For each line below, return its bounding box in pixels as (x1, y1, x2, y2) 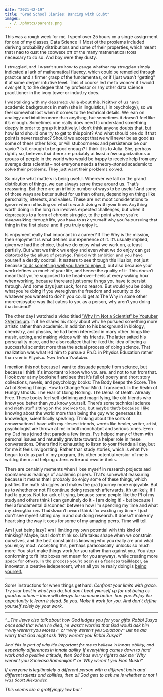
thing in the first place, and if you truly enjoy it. (5, 222, 98, 228)
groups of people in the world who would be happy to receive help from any (5, 156, 157, 162)
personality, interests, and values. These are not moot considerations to (5, 196, 148, 202)
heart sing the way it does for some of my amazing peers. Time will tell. (5, 518, 148, 524)
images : (5, 16, 21, 21)
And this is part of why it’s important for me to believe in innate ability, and (5, 642, 154, 648)
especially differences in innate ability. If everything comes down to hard (5, 647, 151, 653)
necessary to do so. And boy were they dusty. (5, 54, 97, 61)
